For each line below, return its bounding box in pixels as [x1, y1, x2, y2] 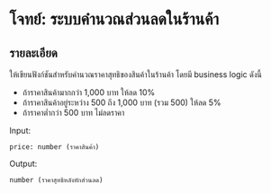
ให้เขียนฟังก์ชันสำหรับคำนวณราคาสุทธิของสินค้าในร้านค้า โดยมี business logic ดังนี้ [9, 69, 263, 80]
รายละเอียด [9, 45, 59, 60]
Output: [9, 158, 38, 169]
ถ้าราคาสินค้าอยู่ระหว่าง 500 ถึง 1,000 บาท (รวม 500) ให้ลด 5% [22, 97, 221, 108]
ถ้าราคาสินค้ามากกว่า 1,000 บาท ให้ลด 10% [22, 87, 156, 98]
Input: [9, 126, 32, 136]
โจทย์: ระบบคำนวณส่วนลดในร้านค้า [9, 9, 220, 30]
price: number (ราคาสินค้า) [9, 143, 100, 152]
